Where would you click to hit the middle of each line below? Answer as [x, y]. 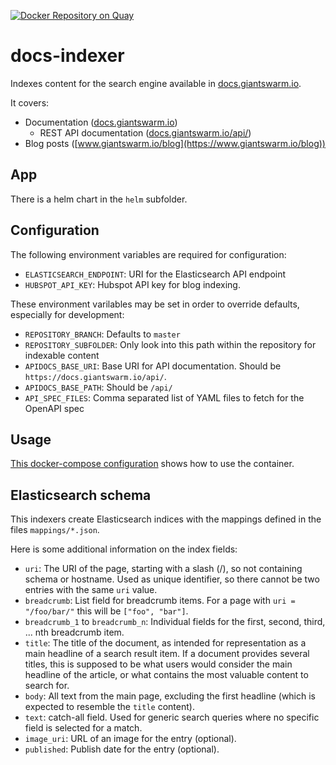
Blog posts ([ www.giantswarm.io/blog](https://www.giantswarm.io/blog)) [175, 143]
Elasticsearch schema [81, 495]
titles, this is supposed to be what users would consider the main [158, 664]
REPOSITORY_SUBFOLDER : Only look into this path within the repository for [170, 344]
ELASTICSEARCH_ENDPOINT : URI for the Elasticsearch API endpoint [155, 274]
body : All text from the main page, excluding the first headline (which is [170, 696]
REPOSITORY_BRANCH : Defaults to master [102, 334]
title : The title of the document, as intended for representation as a [165, 643]
